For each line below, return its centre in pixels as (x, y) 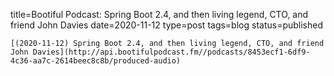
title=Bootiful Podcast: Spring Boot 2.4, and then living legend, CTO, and (159, 14)
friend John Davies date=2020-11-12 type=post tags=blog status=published (167, 25)
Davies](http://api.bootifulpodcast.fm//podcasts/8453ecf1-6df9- (171, 52)
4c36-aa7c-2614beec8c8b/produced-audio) (96, 61)
